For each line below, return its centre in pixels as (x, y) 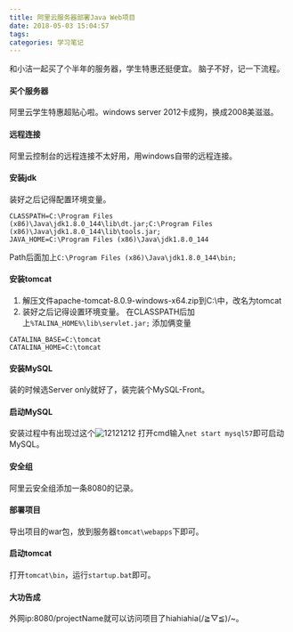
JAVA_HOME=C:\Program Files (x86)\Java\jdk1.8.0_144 (109, 239)
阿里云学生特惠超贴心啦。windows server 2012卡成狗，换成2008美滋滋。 (144, 112)
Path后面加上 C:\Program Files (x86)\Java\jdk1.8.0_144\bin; (123, 257)
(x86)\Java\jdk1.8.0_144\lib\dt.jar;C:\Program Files (111, 223)
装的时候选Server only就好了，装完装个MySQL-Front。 (110, 390)
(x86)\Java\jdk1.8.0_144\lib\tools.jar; (85, 231)
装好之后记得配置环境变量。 (60, 199)
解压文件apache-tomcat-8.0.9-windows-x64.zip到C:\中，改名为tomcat (152, 301)
